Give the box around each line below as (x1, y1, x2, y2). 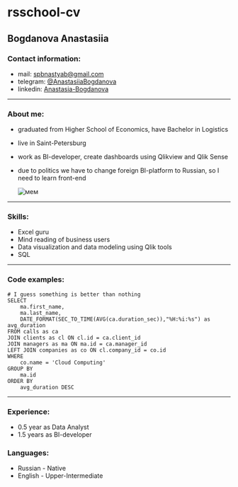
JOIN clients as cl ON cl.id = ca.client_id (7, 334, 141, 341)
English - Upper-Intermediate (17, 471, 103, 480)
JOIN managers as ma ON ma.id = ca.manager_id (7, 340, 147, 348)
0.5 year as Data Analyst (17, 423, 90, 432)
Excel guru (17, 228, 50, 236)
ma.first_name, (20, 303, 65, 310)
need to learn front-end (17, 174, 86, 183)
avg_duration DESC (20, 384, 74, 391)
